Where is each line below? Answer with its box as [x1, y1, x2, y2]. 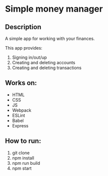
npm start [12, 165, 32, 171]
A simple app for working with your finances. [5, 35, 95, 41]
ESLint [12, 112, 25, 118]
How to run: [5, 137, 41, 145]
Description [5, 23, 41, 31]
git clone [12, 150, 30, 156]
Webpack [12, 107, 32, 113]
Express [12, 123, 29, 128]
